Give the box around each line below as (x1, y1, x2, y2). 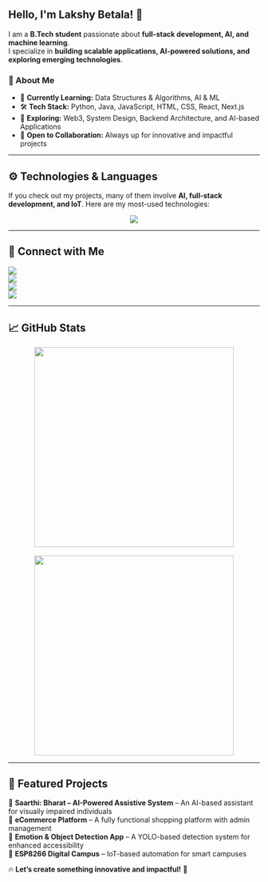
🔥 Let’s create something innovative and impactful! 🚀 (8, 864, 188, 874)
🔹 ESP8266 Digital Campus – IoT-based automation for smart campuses (8, 849, 247, 859)
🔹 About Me (8, 74, 55, 86)
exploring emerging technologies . (8, 54, 123, 64)
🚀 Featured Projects (8, 776, 108, 790)
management (8, 824, 52, 833)
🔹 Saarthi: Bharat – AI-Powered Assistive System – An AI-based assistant (8, 798, 254, 808)
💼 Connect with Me (8, 245, 105, 258)
